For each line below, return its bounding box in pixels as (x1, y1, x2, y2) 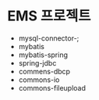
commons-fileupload (18, 83, 87, 92)
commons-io (18, 75, 60, 84)
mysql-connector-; (18, 33, 80, 43)
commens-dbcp (18, 66, 71, 76)
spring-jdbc (18, 58, 57, 67)
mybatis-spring (18, 50, 68, 59)
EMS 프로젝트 (7, 7, 91, 25)
